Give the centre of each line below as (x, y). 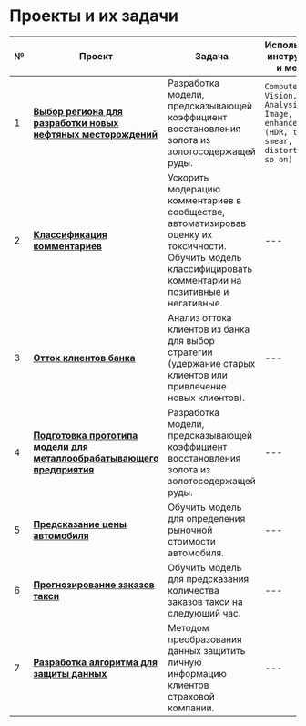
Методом (189, 627)
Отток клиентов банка (84, 358)
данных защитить (207, 650)
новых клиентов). (207, 398)
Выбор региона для (78, 111)
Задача (212, 56)
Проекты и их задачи (94, 16)
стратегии (190, 352)
